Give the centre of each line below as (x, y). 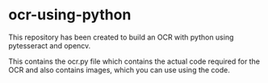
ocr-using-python (70, 15)
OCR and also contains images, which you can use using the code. (119, 69)
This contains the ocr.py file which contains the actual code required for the (134, 61)
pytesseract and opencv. (50, 45)
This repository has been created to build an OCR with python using (121, 37)
